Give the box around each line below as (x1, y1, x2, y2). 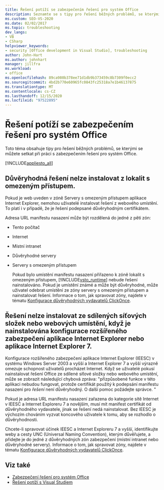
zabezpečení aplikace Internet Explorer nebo (5, 335, 144, 343)
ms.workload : (5, 66, 32, 71)
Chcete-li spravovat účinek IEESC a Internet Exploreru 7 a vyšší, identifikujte (5, 426, 159, 432)
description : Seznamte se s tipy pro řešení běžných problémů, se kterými (5, 12, 161, 17)
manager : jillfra (5, 62, 41, 66)
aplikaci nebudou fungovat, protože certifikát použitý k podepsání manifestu (5, 381, 159, 387)
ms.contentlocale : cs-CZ (5, 89, 56, 94)
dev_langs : (5, 30, 27, 35)
